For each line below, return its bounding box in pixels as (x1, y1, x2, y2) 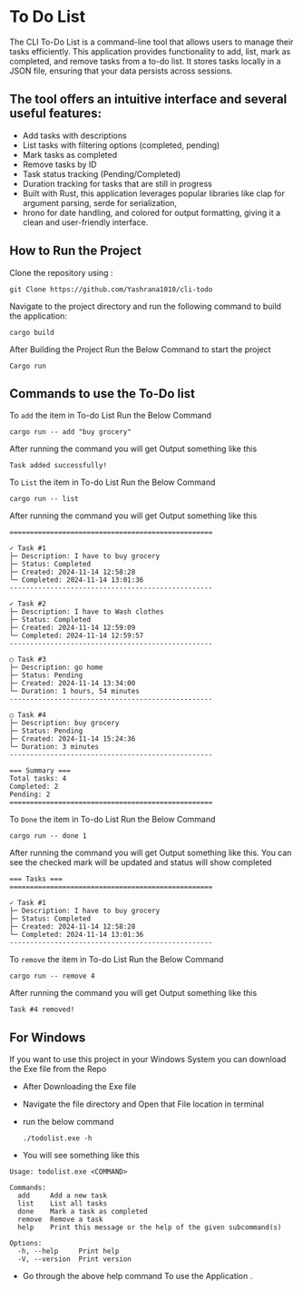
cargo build (9, 328, 54, 337)
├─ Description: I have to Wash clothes (9, 607, 165, 616)
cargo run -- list (9, 495, 79, 504)
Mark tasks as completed (22, 149, 118, 160)
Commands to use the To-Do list (9, 386, 195, 401)
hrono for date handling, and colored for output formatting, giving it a (22, 207, 281, 218)
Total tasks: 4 (9, 774, 67, 783)
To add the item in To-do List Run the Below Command (9, 410, 211, 421)
